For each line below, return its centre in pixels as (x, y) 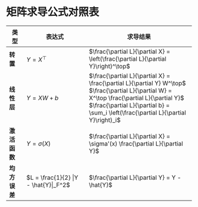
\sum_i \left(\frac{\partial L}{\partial (138, 113)
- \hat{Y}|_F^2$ (48, 185)
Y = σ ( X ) (39, 143)
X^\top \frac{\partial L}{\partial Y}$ (136, 98)
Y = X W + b (42, 98)
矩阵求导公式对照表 (53, 12)
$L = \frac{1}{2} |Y (52, 178)
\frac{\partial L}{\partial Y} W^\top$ (137, 83)
